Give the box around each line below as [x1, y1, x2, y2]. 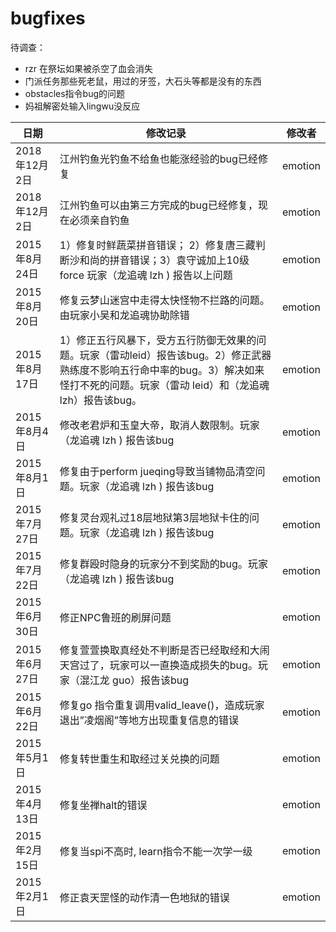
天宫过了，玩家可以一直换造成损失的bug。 [59, 658, 258, 672]
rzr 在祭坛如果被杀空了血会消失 [24, 62, 154, 74]
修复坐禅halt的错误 [59, 798, 148, 812]
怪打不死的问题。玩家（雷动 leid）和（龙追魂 [59, 378, 270, 392]
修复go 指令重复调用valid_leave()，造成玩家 [59, 698, 265, 712]
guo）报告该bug [112, 673, 190, 687]
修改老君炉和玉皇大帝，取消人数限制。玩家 [59, 418, 260, 432]
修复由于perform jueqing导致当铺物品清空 [59, 464, 256, 478]
